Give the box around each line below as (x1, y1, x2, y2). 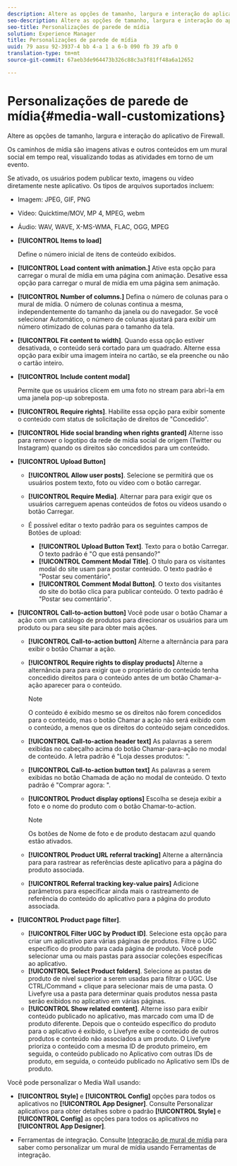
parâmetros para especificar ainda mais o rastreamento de (28, 887, 199, 895)
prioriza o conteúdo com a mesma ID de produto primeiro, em (28, 1042, 208, 1050)
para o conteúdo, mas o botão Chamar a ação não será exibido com (28, 716, 226, 724)
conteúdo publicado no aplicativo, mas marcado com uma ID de (28, 1012, 214, 1020)
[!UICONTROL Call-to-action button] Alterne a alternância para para (28, 637, 229, 646)
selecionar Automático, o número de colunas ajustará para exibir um (17, 315, 217, 323)
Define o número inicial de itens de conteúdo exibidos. (17, 250, 176, 258)
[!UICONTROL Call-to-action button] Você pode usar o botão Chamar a (17, 608, 228, 617)
